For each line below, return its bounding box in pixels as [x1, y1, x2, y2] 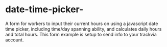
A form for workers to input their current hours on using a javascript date [5, 20, 158, 27]
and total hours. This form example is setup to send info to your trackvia [5, 31, 157, 37]
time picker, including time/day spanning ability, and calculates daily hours [5, 26, 162, 32]
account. [5, 37, 24, 43]
